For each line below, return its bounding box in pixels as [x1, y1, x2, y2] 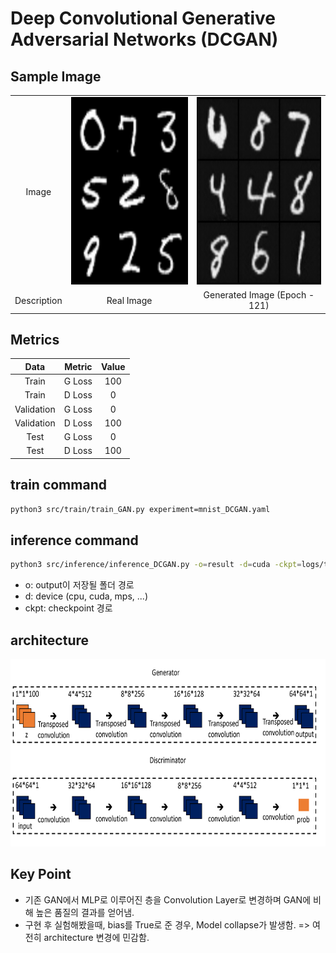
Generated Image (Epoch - [203, 289, 315, 301]
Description [14, 294, 63, 306]
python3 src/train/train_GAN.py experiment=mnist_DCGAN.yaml [10, 504, 271, 514]
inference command [10, 532, 139, 549]
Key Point [10, 866, 72, 883]
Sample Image [10, 68, 102, 85]
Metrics [10, 331, 60, 348]
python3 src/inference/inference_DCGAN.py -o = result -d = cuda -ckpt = [10, 560, 302, 570]
